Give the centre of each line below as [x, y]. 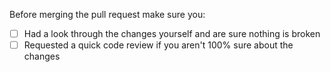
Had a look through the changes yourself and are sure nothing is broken [172, 33]
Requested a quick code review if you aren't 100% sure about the [158, 45]
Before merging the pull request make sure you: [107, 14]
